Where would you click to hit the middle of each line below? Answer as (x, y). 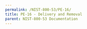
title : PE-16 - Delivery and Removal (44, 14)
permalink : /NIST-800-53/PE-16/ (38, 10)
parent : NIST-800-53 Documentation (42, 19)
